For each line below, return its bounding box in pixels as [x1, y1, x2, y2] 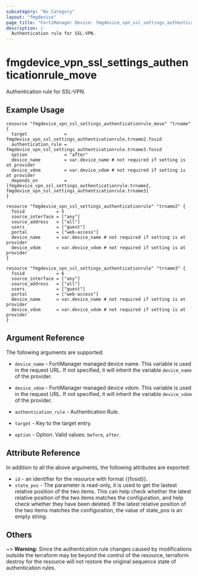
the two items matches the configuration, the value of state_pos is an [14, 506, 183, 513]
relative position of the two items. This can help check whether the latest [14, 487, 192, 495]
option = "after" [11, 152, 88, 158]
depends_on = [11, 178, 67, 184]
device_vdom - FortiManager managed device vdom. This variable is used [14, 384, 192, 391]
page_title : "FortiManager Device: [6, 19, 94, 25]
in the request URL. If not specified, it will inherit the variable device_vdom [14, 390, 192, 397]
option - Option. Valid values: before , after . [14, 431, 121, 438]
